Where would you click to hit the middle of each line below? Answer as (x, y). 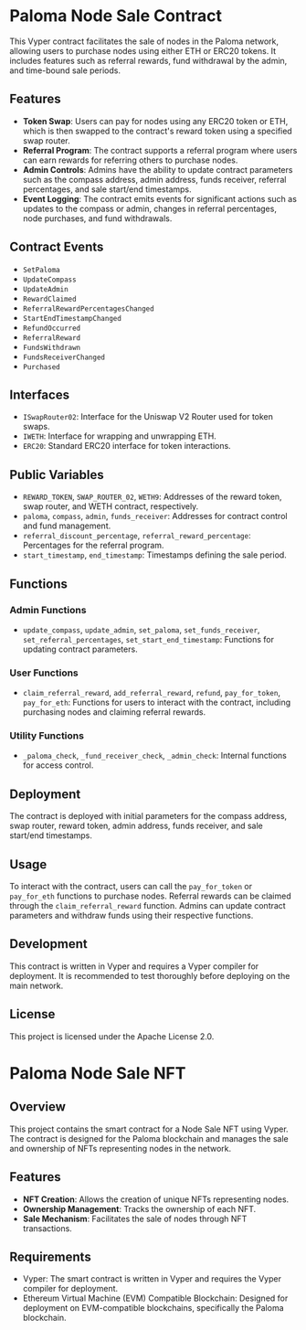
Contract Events (57, 247)
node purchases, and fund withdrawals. (97, 218)
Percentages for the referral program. (93, 546)
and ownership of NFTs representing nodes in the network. (121, 1148)
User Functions (44, 673)
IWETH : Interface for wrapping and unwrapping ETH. (119, 436)
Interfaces (40, 394)
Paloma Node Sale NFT (98, 1073)
